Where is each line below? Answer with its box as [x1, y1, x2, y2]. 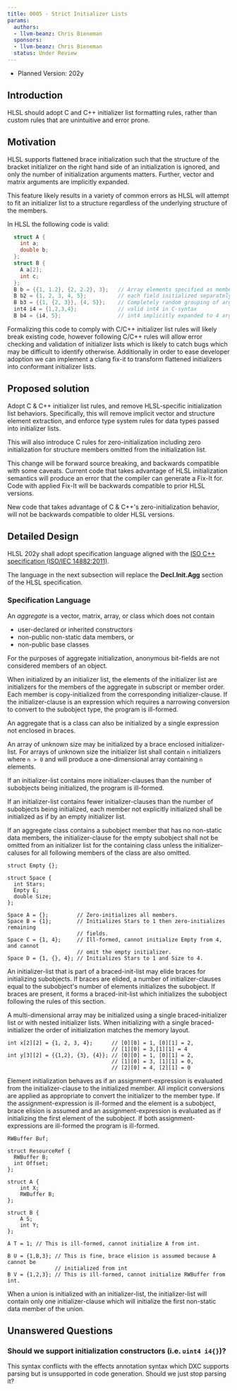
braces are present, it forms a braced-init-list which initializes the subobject [7, 989, 227, 998]
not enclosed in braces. [7, 726, 76, 735]
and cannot [7, 942, 39, 949]
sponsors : [13, 37, 42, 44]
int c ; [20, 272, 39, 279]
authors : [13, 23, 39, 30]
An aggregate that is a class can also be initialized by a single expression [7, 718, 219, 727]
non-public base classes [17, 640, 90, 649]
